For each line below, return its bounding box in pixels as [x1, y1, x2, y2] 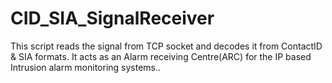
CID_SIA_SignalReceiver [10, 7, 215, 30]
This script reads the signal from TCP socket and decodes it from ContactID [10, 40, 323, 52]
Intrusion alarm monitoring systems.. [10, 61, 162, 73]
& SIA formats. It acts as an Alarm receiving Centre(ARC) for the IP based [10, 50, 312, 62]
